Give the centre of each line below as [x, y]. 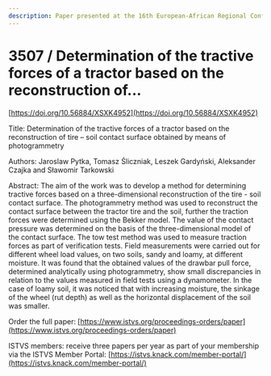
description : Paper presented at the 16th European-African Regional [128, 16]
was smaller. [29, 306]
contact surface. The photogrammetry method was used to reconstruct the [133, 202]
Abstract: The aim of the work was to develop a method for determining [127, 185]
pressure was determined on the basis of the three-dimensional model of [130, 228]
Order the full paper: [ [44, 321]
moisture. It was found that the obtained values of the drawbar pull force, [130, 263]
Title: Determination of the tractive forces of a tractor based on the [119, 128]
